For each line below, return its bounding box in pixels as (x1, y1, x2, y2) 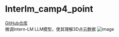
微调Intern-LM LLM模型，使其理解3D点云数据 (5, 26, 96, 32)
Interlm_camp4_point (5, 3, 93, 15)
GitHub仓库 (5, 20, 28, 26)
